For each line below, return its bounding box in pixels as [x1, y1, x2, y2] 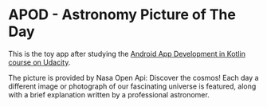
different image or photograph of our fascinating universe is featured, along [8, 81, 257, 91]
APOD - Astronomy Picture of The [8, 6, 237, 24]
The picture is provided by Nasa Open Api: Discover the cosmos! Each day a [8, 73, 259, 82]
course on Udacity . [8, 57, 71, 67]
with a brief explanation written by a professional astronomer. [8, 89, 210, 99]
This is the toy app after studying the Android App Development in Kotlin [8, 49, 245, 58]
